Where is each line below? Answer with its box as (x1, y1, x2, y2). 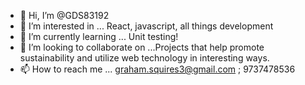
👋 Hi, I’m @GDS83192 (19, 10, 110, 21)
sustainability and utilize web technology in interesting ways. (19, 52, 270, 64)
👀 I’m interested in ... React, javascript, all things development (19, 20, 274, 32)
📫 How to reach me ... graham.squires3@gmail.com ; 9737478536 (19, 63, 296, 75)
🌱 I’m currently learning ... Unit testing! (19, 31, 179, 42)
